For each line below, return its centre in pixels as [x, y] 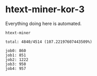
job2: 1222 [17, 60]
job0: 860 [16, 50]
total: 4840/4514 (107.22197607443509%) [49, 42]
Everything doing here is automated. [43, 23]
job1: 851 [16, 55]
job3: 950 [16, 64]
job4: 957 [16, 68]
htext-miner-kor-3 [45, 9]
